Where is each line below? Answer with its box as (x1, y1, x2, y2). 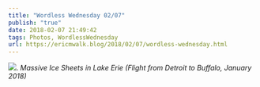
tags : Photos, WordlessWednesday (8, 33, 119, 42)
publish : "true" (8, 19, 62, 27)
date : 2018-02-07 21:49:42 (8, 26, 97, 34)
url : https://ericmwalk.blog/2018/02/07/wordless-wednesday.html (8, 41, 228, 49)
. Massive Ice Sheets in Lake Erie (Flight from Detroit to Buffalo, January (16, 63, 252, 73)
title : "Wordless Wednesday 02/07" (8, 11, 126, 20)
